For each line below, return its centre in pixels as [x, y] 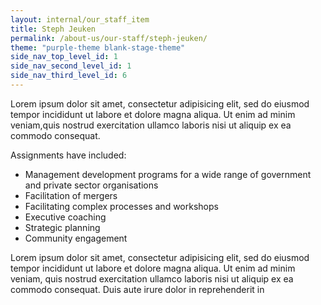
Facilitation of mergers [71, 195]
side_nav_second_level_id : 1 [71, 66]
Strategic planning [62, 227]
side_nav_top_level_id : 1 [64, 57]
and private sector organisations [91, 185]
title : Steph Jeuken [53, 29]
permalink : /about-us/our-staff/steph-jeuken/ [109, 38]
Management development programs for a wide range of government [168, 174]
